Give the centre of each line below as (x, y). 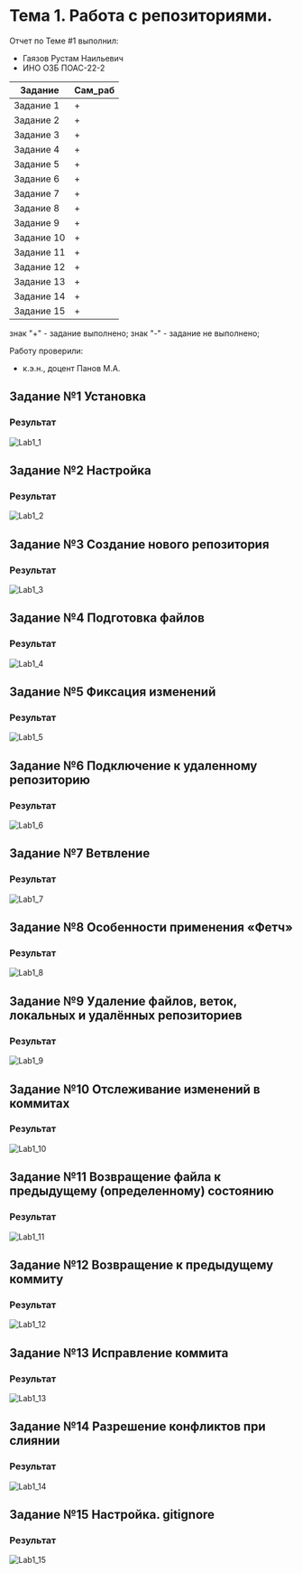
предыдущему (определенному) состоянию (142, 1191)
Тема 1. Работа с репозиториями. (141, 16)
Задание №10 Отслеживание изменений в (135, 1089)
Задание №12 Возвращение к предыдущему (142, 1264)
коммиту (37, 1279)
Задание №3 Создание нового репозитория (139, 544)
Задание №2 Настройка (80, 471)
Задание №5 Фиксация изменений (113, 692)
